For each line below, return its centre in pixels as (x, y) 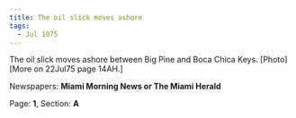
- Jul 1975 (38, 34)
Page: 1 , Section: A (44, 104)
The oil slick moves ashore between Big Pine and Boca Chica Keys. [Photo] (148, 60)
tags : (19, 26)
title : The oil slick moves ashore (76, 17)
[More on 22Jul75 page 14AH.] (66, 69)
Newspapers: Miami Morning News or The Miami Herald (116, 87)
